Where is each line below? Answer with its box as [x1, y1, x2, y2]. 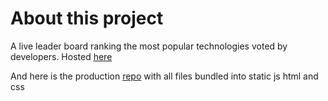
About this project [10, 7, 164, 30]
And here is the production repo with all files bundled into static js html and [10, 70, 319, 82]
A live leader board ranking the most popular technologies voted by [10, 40, 288, 52]
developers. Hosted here [10, 50, 113, 62]
